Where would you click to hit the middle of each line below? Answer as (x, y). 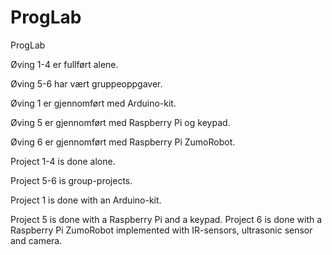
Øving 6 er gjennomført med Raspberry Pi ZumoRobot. (123, 142)
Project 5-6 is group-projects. (71, 180)
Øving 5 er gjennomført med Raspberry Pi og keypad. (120, 122)
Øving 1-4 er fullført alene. (64, 64)
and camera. (36, 240)
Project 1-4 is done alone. (63, 161)
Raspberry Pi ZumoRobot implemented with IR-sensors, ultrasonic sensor (161, 230)
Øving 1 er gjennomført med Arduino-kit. (93, 103)
